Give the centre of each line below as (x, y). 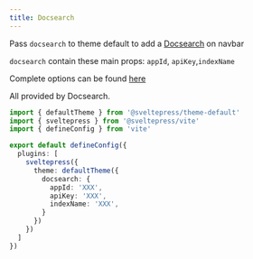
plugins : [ (38, 154)
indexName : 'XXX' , (84, 204)
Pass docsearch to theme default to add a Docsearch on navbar (127, 43)
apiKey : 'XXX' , (78, 196)
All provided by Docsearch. (60, 96)
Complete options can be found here (78, 79)
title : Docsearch (42, 18)
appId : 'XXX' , (76, 187)
